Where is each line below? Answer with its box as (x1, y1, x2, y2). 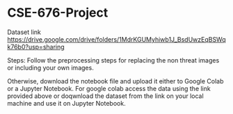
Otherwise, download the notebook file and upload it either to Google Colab (7, 76, 224, 85)
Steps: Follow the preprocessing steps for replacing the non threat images (7, 56, 220, 64)
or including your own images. (7, 63, 94, 72)
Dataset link (7, 28, 42, 36)
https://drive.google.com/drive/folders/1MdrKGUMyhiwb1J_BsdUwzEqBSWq (7, 35, 226, 43)
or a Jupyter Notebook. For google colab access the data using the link (7, 84, 211, 92)
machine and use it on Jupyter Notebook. (7, 99, 127, 107)
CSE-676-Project (7, 5, 109, 21)
